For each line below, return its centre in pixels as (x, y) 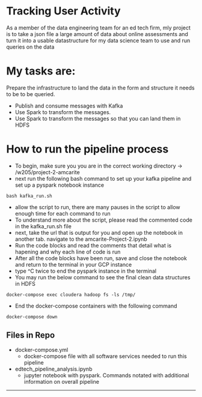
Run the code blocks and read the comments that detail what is (93, 245)
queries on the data (30, 47)
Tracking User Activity (64, 11)
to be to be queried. (31, 94)
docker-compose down (32, 317)
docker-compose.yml (41, 350)
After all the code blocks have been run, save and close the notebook (101, 258)
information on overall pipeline (61, 381)
